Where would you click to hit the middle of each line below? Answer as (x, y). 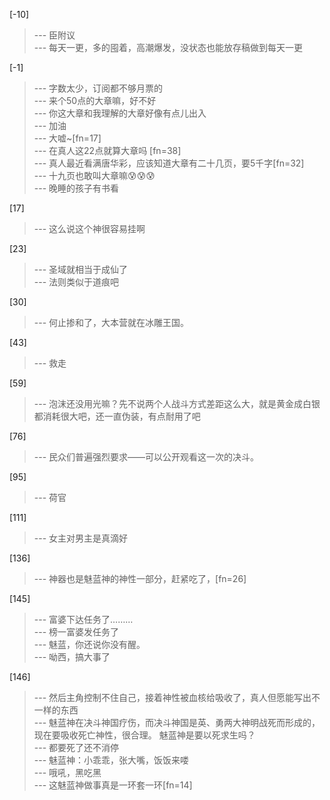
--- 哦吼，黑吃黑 (67, 772)
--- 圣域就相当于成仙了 (81, 269)
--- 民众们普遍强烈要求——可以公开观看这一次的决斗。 (146, 457)
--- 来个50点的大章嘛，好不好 (95, 100)
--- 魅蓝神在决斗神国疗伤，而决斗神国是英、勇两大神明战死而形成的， (177, 722)
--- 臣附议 (54, 35)
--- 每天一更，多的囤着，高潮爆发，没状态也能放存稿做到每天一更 (168, 47)
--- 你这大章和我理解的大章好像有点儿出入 (120, 113)
